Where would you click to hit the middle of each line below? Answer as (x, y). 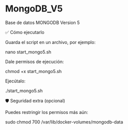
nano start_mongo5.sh (28, 52)
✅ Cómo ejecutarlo (25, 32)
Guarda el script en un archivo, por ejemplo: (50, 42)
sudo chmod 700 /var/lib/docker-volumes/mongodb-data (64, 122)
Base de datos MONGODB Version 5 (42, 22)
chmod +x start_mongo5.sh (33, 71)
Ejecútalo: (15, 81)
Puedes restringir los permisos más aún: (47, 112)
